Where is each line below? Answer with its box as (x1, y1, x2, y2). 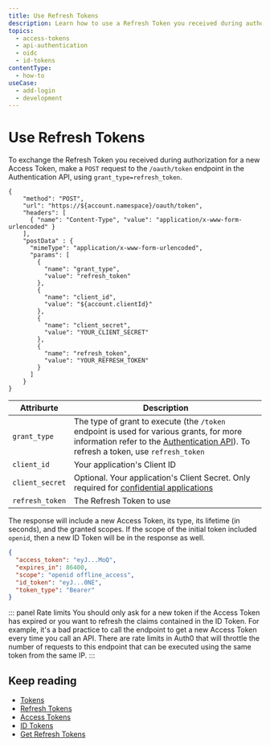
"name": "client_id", (43, 293, 117, 301)
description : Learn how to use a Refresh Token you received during (8, 19, 243, 27)
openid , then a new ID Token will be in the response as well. (8, 533, 205, 543)
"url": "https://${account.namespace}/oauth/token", (22, 202, 203, 210)
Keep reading (8, 674, 77, 687)
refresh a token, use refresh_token (73, 446, 205, 457)
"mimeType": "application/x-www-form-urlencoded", (29, 244, 203, 252)
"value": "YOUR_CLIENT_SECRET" (43, 329, 149, 337)
